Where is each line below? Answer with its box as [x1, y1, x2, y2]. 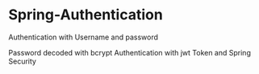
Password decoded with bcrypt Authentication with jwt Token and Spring [8, 47, 252, 57]
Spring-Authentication [8, 6, 163, 24]
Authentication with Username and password [8, 32, 159, 42]
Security [8, 56, 36, 66]
